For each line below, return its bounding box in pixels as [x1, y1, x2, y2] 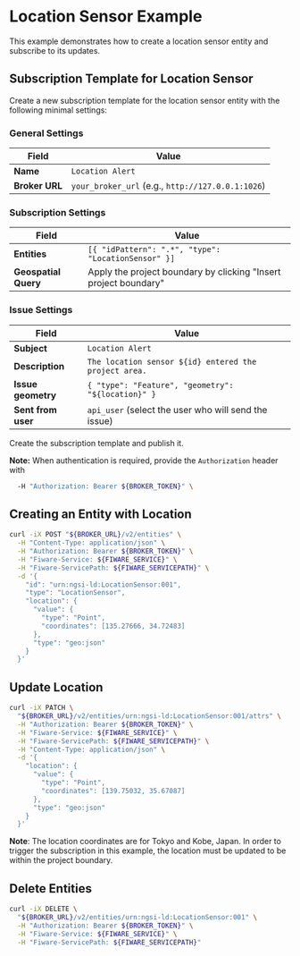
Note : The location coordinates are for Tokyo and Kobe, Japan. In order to [9, 836, 281, 847]
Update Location [9, 680, 104, 695]
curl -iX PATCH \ [9, 704, 74, 713]
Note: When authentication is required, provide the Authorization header [9, 454, 279, 466]
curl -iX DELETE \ [9, 905, 78, 914]
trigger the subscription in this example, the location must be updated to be [9, 845, 287, 856]
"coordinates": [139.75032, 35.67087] [41, 786, 186, 795]
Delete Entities [9, 881, 92, 896]
